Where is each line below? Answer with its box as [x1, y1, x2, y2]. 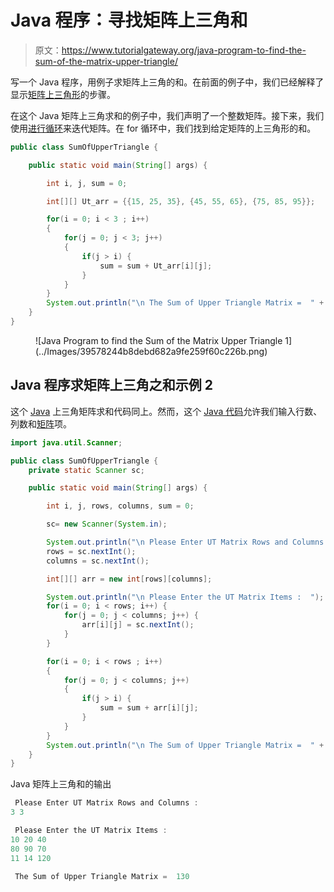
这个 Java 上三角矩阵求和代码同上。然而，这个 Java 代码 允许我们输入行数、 [10, 405, 323, 417]
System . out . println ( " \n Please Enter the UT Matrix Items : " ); [46, 592, 325, 602]
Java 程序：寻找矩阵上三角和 [10, 9, 248, 32]
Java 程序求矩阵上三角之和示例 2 [10, 377, 213, 394]
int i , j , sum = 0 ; [46, 178, 128, 188]
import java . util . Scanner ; [10, 437, 123, 448]
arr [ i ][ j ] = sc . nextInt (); [81, 620, 195, 630]
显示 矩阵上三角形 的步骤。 [10, 88, 116, 100]
